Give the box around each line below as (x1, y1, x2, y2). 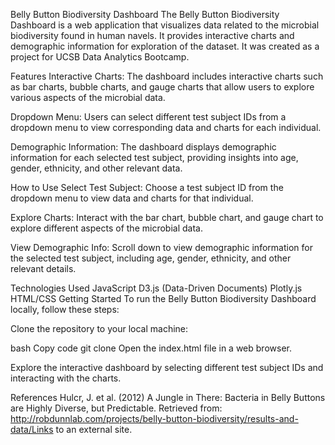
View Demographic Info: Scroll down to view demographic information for (10, 242, 313, 253)
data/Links (10, 424, 54, 435)
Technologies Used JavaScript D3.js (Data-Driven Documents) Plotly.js (10, 282, 303, 294)
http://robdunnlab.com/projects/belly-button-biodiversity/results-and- (10, 413, 299, 424)
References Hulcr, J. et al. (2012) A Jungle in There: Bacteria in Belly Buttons (10, 392, 326, 403)
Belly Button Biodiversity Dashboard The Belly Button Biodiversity (10, 9, 280, 20)
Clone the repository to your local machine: (10, 323, 189, 334)
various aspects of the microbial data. (10, 92, 166, 103)
